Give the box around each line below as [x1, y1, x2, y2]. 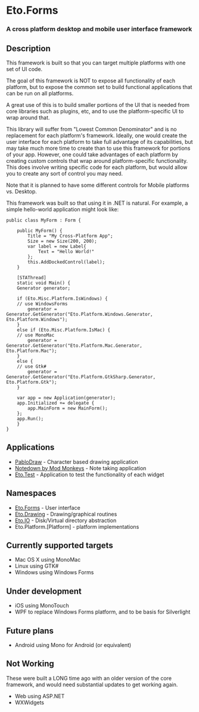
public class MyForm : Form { [6, 217, 82, 223]
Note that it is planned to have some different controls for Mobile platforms [6, 181, 189, 189]
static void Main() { [17, 280, 70, 286]
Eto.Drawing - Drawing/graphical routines [14, 510, 117, 517]
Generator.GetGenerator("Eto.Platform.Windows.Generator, [6, 311, 153, 317]
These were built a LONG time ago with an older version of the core [6, 674, 172, 682]
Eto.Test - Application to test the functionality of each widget [14, 471, 164, 478]
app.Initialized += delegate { [17, 400, 95, 406]
